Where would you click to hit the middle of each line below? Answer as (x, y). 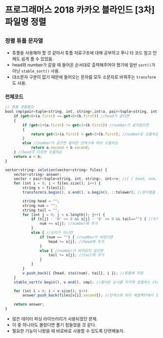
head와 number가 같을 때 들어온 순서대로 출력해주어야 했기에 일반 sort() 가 (84, 65)
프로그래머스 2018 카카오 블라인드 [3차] (80, 10)
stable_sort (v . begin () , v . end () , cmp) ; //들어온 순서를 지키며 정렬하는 (82, 282)
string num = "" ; (40, 206)
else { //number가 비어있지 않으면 (71, 251)
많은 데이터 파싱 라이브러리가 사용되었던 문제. (55, 319)
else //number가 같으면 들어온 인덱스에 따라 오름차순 (70, 143)
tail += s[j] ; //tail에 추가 (76, 255)
